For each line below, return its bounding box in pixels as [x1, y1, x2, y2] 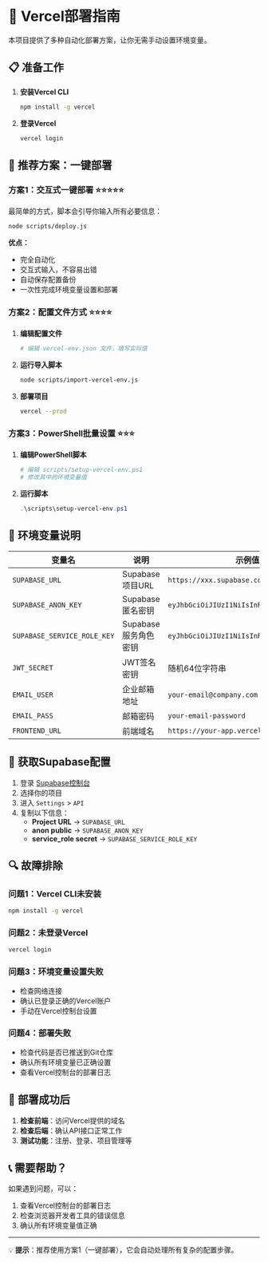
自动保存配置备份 [19, 275, 77, 284]
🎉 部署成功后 [8, 1093, 70, 1106]
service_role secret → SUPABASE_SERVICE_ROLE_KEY [31, 833, 198, 843]
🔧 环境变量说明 [8, 528, 81, 543]
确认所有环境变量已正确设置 [19, 1057, 112, 1066]
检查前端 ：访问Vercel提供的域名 [19, 1115, 125, 1126]
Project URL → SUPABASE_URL [31, 817, 125, 826]
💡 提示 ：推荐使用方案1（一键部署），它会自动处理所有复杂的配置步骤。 [8, 1245, 238, 1255]
